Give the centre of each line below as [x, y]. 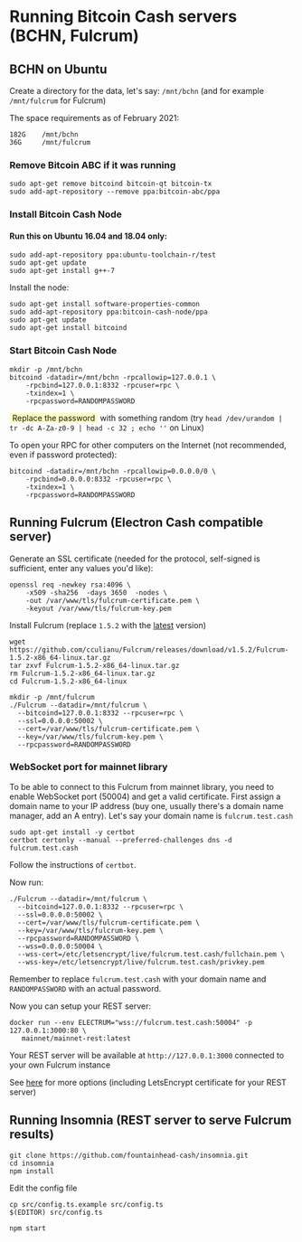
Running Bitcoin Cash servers [123, 17]
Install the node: [39, 287]
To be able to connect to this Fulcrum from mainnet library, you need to [142, 786]
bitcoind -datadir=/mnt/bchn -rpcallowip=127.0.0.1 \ [113, 377]
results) [32, 1135]
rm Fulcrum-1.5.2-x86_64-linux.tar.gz [82, 673]
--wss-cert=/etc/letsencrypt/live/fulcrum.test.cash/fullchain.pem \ [151, 954]
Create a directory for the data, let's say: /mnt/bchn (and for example [137, 91]
